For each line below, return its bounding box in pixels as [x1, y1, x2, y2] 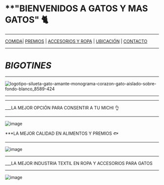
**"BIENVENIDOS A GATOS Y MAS [5, 3, 148, 14]
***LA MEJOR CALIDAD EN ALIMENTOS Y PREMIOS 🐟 [5, 130, 119, 136]
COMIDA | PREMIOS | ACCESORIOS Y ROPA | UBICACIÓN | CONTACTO [5, 38, 147, 44]
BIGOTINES [5, 60, 52, 71]
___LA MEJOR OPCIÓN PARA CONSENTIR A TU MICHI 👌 [5, 104, 120, 110]
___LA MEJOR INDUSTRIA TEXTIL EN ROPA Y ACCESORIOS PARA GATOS [5, 160, 153, 166]
